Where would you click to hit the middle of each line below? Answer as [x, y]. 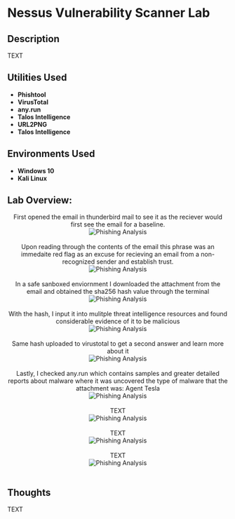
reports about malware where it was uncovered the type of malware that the [118, 381]
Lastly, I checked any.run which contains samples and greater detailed [118, 374]
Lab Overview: [40, 200]
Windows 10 [36, 170]
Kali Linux [32, 178]
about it [118, 351]
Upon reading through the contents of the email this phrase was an [118, 247]
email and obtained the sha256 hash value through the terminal [118, 292]
